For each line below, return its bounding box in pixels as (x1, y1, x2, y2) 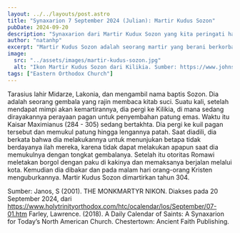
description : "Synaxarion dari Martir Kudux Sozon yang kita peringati (7, 30, 225, 38)
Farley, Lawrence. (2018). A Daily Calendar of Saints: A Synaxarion (28, 209, 225, 218)
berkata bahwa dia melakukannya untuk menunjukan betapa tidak (7, 135, 201, 143)
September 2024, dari (7, 194, 72, 203)
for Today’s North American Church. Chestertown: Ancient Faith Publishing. (7, 217, 230, 225)
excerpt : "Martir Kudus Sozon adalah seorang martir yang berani (7, 43, 206, 51)
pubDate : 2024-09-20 (7, 24, 69, 31)
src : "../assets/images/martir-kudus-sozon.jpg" (14, 57, 161, 64)
